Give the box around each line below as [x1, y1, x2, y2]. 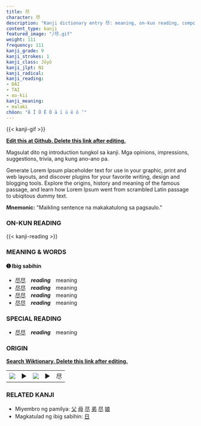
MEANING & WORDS [6, 247, 67, 256]
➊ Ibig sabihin [6, 262, 42, 270]
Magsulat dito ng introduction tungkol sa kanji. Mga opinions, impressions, [6, 149, 190, 156]
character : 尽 [6, 14, 41, 20]
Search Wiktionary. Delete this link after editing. [6, 358, 128, 365]
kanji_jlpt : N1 [6, 64, 44, 71]
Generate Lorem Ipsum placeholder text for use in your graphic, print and [6, 167, 187, 174]
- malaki [6, 103, 28, 110]
